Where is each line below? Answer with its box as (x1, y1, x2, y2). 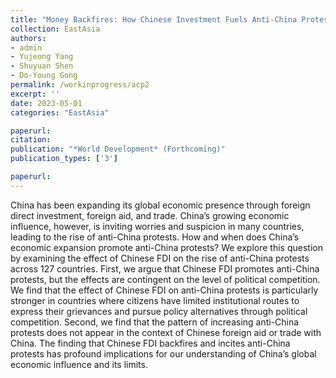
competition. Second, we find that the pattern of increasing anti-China (10, 316, 300, 328)
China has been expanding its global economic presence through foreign (10, 199, 311, 211)
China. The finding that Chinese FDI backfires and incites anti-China (10, 337, 291, 349)
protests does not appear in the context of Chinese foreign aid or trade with (10, 326, 322, 338)
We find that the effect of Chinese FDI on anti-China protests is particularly (10, 284, 319, 296)
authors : (10, 33, 47, 43)
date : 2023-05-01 (10, 98, 83, 108)
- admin (10, 42, 43, 53)
